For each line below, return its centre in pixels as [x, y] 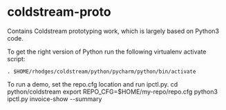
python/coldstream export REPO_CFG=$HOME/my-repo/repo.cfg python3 [112, 91]
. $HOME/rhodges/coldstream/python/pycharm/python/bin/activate [102, 71]
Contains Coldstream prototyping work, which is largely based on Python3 [113, 31]
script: [16, 58]
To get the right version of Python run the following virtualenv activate [107, 52]
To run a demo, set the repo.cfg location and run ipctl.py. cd [93, 84]
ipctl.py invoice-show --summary [55, 99]
